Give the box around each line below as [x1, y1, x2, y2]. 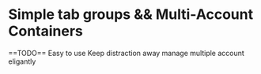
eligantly [8, 57, 36, 66]
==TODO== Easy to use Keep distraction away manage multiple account [8, 48, 245, 57]
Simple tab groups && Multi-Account [8, 6, 254, 24]
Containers [8, 22, 83, 40]
